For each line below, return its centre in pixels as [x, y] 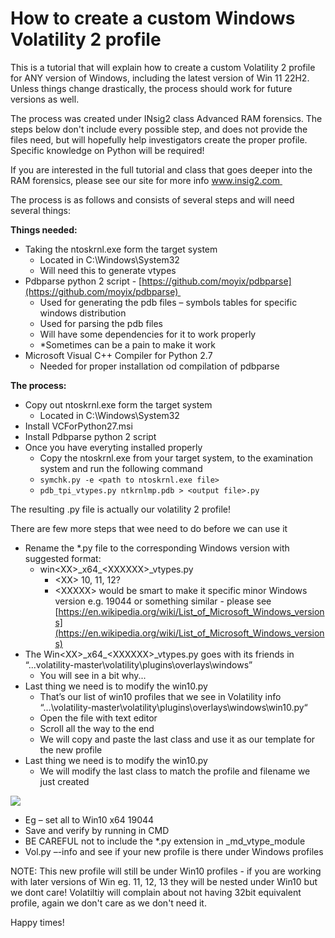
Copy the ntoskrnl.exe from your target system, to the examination [176, 458]
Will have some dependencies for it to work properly [148, 334]
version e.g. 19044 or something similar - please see [163, 601]
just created [64, 781]
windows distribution [83, 313]
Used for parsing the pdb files [101, 323]
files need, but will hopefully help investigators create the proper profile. [159, 139]
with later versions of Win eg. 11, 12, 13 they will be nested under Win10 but [164, 881]
